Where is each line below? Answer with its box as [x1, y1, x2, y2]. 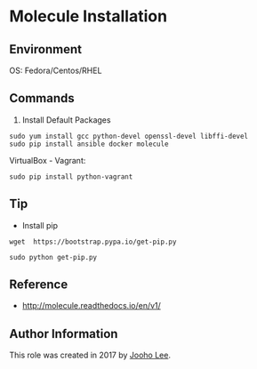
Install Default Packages [21, 114, 111, 125]
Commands [9, 91, 76, 106]
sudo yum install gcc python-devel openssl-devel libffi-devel [9, 132, 249, 140]
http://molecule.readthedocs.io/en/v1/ [21, 301, 162, 311]
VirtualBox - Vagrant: [9, 155, 86, 165]
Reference [9, 277, 68, 293]
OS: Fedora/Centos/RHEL [9, 65, 102, 76]
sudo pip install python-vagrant [9, 172, 133, 181]
